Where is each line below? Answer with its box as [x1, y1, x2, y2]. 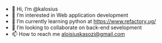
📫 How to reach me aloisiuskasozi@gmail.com [11, 31, 125, 37]
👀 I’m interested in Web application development [11, 12, 129, 19]
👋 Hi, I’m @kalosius [11, 6, 58, 12]
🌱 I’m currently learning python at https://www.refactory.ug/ [11, 18, 156, 24]
